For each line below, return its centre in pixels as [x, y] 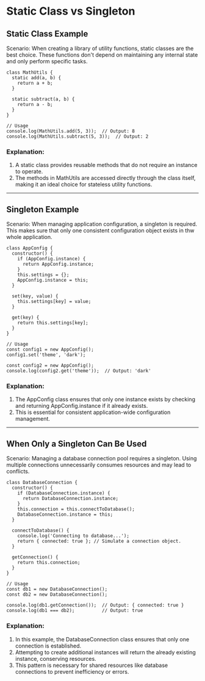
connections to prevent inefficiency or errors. [72, 671]
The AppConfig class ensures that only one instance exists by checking [105, 399]
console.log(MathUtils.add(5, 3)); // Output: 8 [71, 131]
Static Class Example [47, 34]
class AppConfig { [30, 248]
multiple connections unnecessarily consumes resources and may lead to [99, 465]
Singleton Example [43, 209]
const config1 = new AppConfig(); [50, 350]
